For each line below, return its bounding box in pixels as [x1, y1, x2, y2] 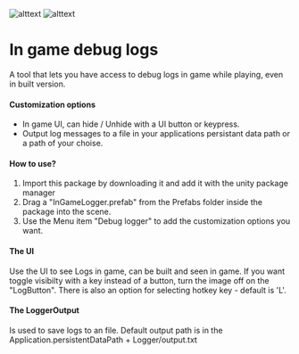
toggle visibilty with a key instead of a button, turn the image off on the [9, 275, 270, 285]
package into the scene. [21, 206, 112, 218]
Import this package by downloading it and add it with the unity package [21, 178, 288, 189]
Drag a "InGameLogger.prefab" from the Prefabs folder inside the [21, 197, 263, 208]
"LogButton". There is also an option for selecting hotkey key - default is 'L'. [9, 284, 287, 295]
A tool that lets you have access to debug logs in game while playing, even [9, 69, 284, 79]
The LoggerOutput [9, 305, 80, 316]
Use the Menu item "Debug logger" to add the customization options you [21, 216, 291, 226]
